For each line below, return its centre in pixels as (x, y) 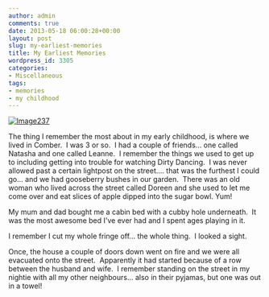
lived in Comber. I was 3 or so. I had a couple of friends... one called (123, 145)
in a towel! (25, 286)
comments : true (34, 23)
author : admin (32, 16)
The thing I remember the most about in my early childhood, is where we (129, 137)
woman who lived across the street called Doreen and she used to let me (129, 188)
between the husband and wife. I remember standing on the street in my (129, 269)
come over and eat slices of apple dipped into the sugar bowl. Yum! (120, 196)
